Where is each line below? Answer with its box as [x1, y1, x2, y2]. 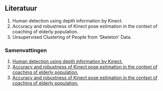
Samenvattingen [5, 47, 47, 54]
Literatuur [5, 4, 37, 13]
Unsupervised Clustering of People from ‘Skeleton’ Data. [12, 34, 132, 40]
